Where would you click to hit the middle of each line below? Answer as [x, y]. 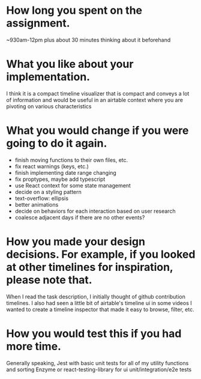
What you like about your [70, 64]
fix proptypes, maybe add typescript [60, 179]
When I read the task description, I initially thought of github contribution [96, 296]
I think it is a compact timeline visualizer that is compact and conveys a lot [98, 93]
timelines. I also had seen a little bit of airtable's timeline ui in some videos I [99, 303]
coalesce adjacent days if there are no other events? [80, 217]
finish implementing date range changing [66, 172]
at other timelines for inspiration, [90, 267]
